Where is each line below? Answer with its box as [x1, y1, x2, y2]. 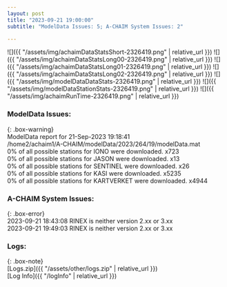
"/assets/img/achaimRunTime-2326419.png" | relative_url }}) [7, 92, 179, 100]
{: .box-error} [7, 209, 45, 218]
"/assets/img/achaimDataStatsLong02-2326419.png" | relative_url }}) [16, 70, 213, 78]
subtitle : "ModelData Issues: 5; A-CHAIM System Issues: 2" [7, 23, 184, 30]
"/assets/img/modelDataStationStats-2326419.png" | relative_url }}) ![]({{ [7, 84, 214, 93]
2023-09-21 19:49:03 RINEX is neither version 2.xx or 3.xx [7, 224, 173, 232]
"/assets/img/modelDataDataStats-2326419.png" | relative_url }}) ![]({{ [16, 77, 217, 86]
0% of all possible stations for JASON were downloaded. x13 [7, 154, 180, 163]
